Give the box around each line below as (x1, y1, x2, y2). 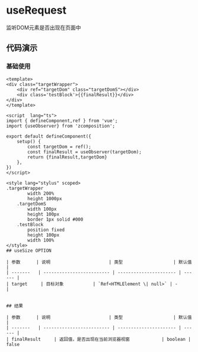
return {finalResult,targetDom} (27, 154, 108, 160)
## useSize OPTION (6, 248, 52, 253)
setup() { (17, 138, 41, 144)
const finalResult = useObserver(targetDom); (27, 149, 142, 155)
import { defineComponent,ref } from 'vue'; (6, 118, 118, 123)
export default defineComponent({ (6, 133, 92, 139)
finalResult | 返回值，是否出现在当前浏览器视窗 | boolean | (11, 336, 191, 342)
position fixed (27, 227, 65, 233)
